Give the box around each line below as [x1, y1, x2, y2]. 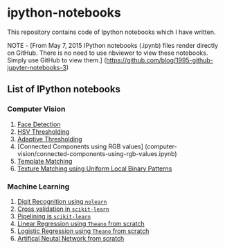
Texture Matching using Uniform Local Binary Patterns [17, 164, 172, 173]
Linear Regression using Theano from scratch [17, 219, 145, 227]
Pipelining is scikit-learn [17, 212, 91, 220]
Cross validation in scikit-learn [17, 205, 109, 213]
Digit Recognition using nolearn [17, 197, 107, 205]
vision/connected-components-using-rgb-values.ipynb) [17, 149, 178, 157]
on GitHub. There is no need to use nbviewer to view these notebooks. [7, 49, 208, 57]
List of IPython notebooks [7, 83, 121, 95]
